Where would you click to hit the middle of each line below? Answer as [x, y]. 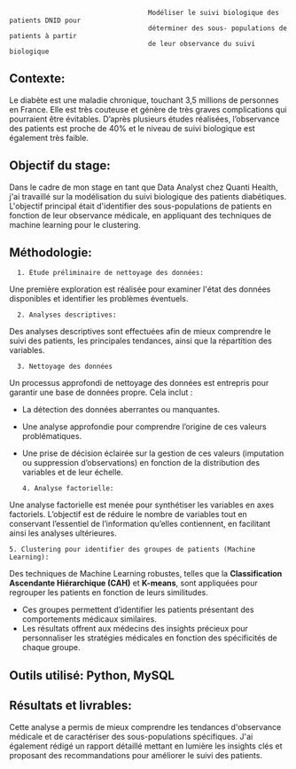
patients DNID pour [45, 20]
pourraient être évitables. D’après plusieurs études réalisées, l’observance [144, 119]
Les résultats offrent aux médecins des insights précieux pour [135, 629]
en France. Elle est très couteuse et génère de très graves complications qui [148, 109]
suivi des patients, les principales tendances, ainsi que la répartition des [140, 341]
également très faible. [49, 137]
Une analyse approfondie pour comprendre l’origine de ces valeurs [144, 427]
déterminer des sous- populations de [218, 28]
